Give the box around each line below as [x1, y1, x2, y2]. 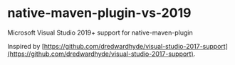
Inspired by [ [7, 42, 45, 50]
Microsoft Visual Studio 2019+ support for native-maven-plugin [7, 28, 194, 37]
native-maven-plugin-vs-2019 [7, 5, 192, 21]
